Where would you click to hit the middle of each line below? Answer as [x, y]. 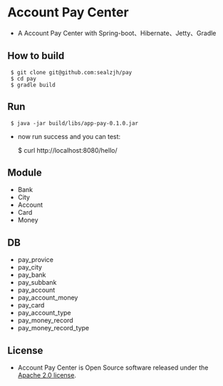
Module [25, 172]
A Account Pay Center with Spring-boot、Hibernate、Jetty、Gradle [117, 33]
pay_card [31, 305]
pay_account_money [48, 298]
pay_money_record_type [53, 328]
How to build [36, 56]
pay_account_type [44, 313]
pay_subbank [37, 283]
